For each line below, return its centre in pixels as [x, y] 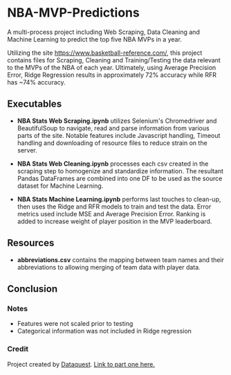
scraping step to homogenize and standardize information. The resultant [120, 171]
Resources [31, 243]
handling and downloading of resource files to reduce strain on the [112, 143]
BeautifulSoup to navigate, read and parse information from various [113, 128]
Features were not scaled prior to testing [75, 324]
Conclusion [33, 289]
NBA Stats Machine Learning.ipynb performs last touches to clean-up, [119, 199]
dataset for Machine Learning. [60, 186]
